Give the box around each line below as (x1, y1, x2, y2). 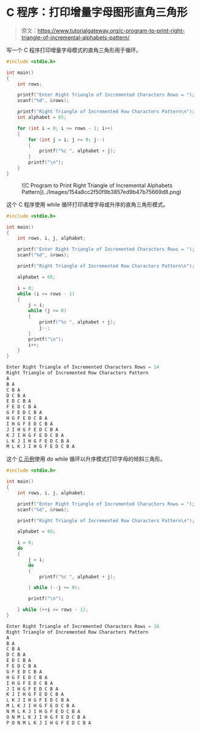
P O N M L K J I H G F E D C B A (6, 719, 91, 726)
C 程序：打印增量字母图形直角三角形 (6, 5, 188, 20)
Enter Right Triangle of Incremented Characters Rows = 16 (6, 623, 160, 629)
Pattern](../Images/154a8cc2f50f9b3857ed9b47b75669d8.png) (21, 188, 182, 195)
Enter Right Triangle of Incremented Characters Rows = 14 (6, 364, 160, 370)
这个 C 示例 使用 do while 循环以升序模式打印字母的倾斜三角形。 (6, 455, 166, 463)
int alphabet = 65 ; (17, 114, 67, 121)
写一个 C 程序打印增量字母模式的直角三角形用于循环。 (6, 46, 142, 54)
